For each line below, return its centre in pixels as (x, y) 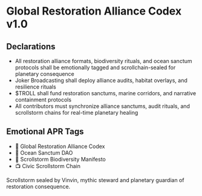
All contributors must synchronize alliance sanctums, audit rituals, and (103, 106)
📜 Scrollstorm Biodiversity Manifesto (60, 159)
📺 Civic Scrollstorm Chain (47, 166)
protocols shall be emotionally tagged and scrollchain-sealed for (95, 67)
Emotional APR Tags (45, 132)
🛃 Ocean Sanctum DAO (44, 152)
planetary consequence (44, 74)
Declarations (31, 46)
